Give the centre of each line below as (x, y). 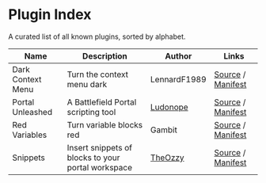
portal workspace (100, 167)
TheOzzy (167, 158)
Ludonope (169, 107)
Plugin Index (50, 15)
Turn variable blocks (105, 124)
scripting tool (91, 112)
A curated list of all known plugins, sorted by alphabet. (97, 36)
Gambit (164, 130)
